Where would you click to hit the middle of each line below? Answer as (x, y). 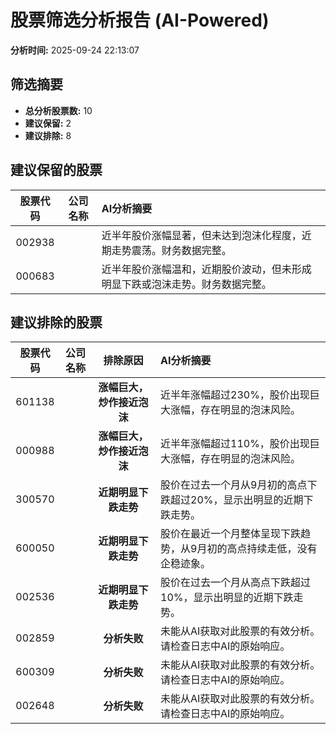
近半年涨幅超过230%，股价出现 (235, 395)
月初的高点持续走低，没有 (257, 549)
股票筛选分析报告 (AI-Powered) (140, 20)
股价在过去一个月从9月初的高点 (234, 485)
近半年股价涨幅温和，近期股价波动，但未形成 (206, 269)
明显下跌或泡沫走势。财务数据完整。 (186, 284)
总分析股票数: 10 (58, 110)
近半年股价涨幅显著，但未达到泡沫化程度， (201, 235)
